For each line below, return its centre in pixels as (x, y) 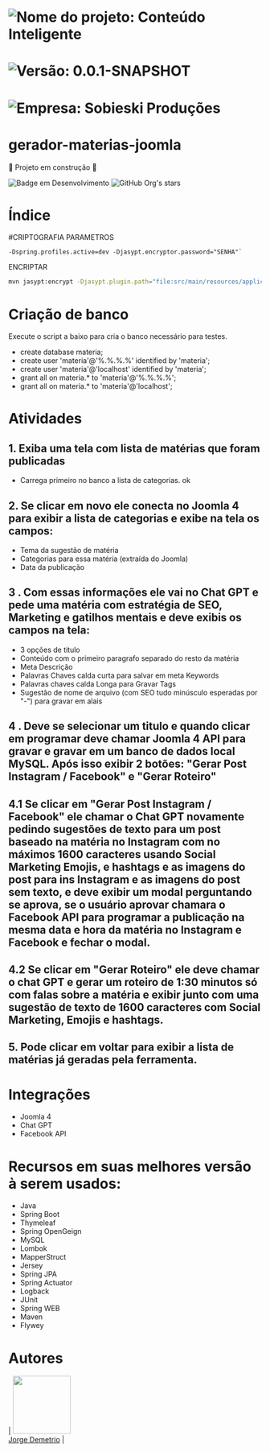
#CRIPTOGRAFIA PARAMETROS (61, 237)
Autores (36, 1358)
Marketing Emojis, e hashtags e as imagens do (127, 866)
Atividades (45, 419)
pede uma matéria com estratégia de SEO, (115, 605)
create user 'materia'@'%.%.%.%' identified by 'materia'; (115, 361)
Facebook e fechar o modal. (80, 942)
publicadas (37, 461)
